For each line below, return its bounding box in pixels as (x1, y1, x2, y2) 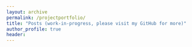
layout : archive (6, 9, 48, 15)
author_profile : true (6, 26, 62, 32)
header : (6, 32, 26, 38)
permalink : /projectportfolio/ (6, 15, 86, 21)
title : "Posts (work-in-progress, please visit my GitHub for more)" (6, 20, 187, 26)
